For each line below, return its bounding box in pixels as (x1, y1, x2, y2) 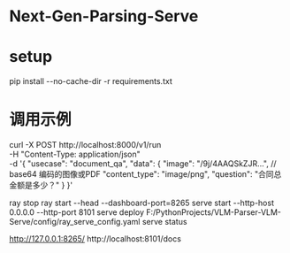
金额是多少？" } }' (9, 180, 73, 191)
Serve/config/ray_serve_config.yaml (9, 217, 141, 227)
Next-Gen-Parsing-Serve (9, 6, 199, 27)
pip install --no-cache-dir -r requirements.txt (9, 76, 172, 87)
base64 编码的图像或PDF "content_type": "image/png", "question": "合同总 (9, 169, 282, 180)
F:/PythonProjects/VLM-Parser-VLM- (145, 207, 281, 218)
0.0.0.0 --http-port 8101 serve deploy (9, 207, 144, 218)
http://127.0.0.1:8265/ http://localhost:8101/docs (9, 234, 181, 244)
